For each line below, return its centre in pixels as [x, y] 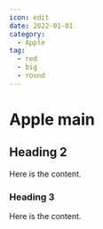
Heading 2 [39, 152]
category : [28, 34]
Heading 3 [32, 197]
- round [32, 76]
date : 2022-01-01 [41, 26]
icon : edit [29, 17]
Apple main [52, 119]
